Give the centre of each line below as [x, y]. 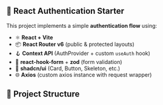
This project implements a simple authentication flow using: [82, 25]
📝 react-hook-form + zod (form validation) [68, 62]
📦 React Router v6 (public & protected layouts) [75, 44]
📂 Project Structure [43, 94]
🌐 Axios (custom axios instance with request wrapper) [83, 75]
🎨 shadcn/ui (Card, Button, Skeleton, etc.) [68, 68]
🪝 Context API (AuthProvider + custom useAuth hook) [82, 53]
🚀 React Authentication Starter [65, 11]
